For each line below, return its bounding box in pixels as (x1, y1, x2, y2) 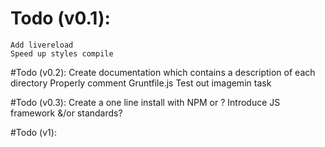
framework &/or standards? (10, 107, 123, 119)
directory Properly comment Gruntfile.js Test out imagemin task (10, 77, 272, 89)
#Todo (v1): (10, 126, 57, 138)
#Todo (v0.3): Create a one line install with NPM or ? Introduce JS (10, 96, 281, 108)
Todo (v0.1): (10, 7, 111, 30)
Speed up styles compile (10, 48, 114, 59)
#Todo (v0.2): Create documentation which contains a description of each (10, 66, 316, 78)
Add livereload (10, 40, 74, 50)
